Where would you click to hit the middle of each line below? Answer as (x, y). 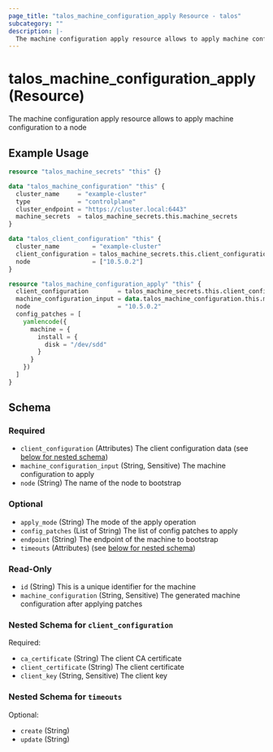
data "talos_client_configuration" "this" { (85, 239)
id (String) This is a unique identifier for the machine (108, 587)
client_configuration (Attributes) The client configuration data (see (134, 448)
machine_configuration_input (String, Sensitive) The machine (123, 466)
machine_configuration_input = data (78, 299)
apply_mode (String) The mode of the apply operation (108, 522)
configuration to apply (57, 474)
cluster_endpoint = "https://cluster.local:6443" (101, 209)
